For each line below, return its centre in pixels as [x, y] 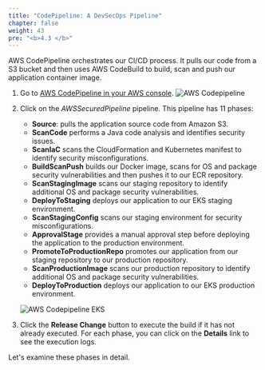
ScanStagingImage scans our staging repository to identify [130, 184]
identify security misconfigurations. [90, 158]
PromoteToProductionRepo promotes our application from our [135, 252]
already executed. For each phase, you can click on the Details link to [134, 333]
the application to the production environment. [108, 243]
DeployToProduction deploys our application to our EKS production [143, 285]
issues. [44, 141]
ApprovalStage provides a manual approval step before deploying [140, 235]
